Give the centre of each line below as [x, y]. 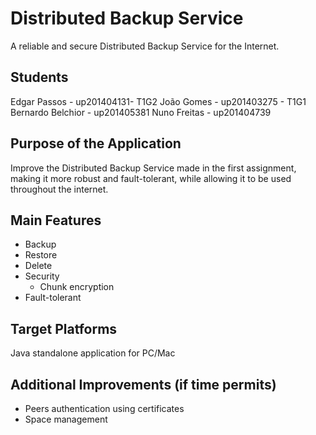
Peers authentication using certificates [104, 408]
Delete [38, 266]
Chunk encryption [77, 287]
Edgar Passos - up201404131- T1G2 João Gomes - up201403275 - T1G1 [158, 101]
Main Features [56, 220]
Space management [66, 419]
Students [39, 77]
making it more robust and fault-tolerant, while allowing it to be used [151, 178]
